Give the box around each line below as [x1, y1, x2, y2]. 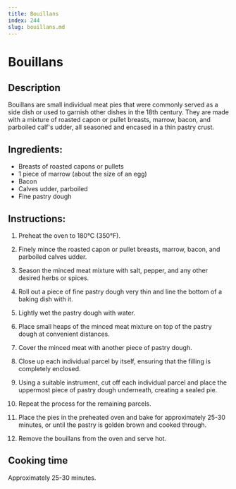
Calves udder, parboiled [18, 185, 88, 193]
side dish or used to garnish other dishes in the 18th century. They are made [8, 108, 230, 116]
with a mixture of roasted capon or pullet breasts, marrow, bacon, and [8, 116, 211, 124]
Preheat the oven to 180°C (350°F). [18, 231, 120, 240]
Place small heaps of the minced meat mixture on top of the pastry [18, 322, 212, 330]
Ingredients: [8, 143, 63, 155]
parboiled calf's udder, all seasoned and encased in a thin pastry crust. [8, 123, 214, 131]
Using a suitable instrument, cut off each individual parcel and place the [18, 378, 228, 387]
